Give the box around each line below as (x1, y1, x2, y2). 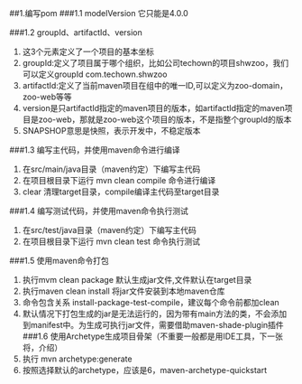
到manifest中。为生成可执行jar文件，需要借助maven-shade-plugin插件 (22, 320, 284, 330)
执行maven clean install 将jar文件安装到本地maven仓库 (22, 286, 225, 296)
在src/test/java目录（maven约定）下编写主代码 (22, 225, 197, 235)
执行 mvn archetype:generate (22, 353, 133, 364)
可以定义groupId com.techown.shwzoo (22, 69, 168, 80)
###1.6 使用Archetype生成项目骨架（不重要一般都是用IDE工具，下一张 (22, 331, 284, 342)
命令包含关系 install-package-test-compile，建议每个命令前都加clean (22, 297, 279, 307)
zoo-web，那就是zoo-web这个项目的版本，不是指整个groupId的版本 (38, 114, 292, 125)
